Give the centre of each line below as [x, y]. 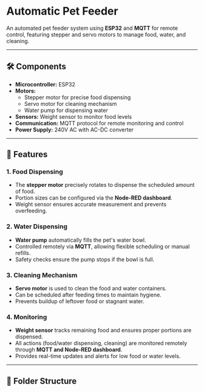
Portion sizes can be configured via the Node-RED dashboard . [94, 198]
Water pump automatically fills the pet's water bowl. [81, 240]
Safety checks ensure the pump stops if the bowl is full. [85, 259]
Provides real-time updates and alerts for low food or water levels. [98, 356]
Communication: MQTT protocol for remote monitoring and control [99, 123]
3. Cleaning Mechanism [42, 275]
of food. [25, 191]
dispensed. [29, 337]
